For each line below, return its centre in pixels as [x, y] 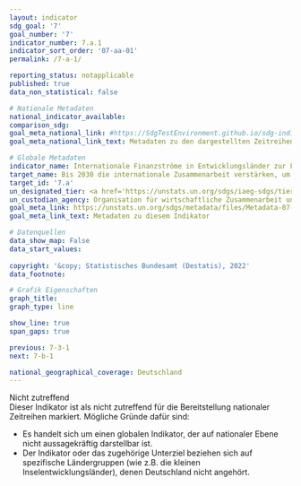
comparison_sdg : [39, 125]
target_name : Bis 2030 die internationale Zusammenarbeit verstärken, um [150, 174]
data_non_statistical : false [64, 92]
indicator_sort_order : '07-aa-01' [74, 51]
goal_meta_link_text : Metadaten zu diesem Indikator [110, 216]
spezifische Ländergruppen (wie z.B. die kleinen [111, 463]
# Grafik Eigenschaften [54, 291]
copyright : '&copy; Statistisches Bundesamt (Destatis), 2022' [130, 265]
